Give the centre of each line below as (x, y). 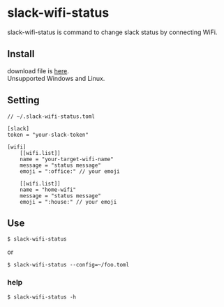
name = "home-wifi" (48, 190)
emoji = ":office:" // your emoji (70, 171)
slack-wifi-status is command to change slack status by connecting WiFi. (112, 32)
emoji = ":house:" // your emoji (68, 202)
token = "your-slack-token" (48, 135)
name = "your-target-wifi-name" (67, 159)
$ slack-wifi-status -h (42, 297)
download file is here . (38, 70)
